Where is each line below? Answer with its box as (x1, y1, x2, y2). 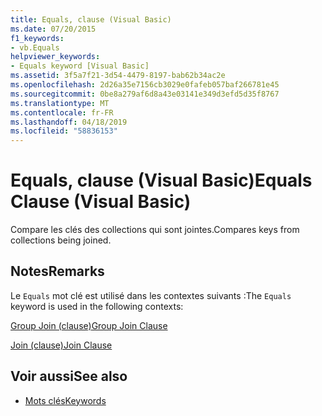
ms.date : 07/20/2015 (10, 24, 97, 34)
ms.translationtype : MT (10, 98, 110, 108)
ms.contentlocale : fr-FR (10, 107, 114, 118)
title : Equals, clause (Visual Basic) (10, 14, 172, 25)
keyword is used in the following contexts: (10, 300, 184, 312)
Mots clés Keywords (24, 394, 107, 406)
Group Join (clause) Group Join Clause (10, 319, 168, 331)
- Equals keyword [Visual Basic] (10, 61, 150, 71)
